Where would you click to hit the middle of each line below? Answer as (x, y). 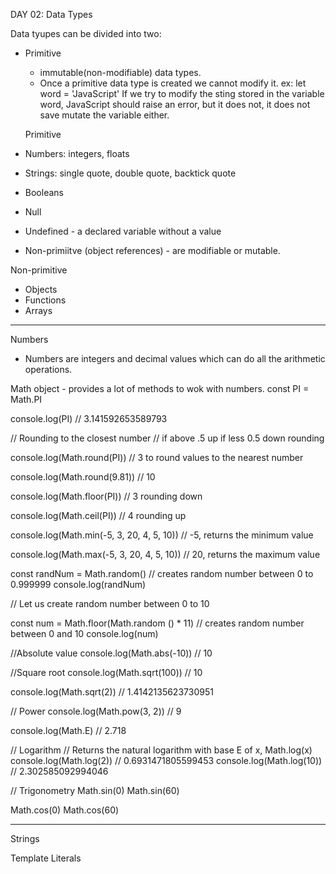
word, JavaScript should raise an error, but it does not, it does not (175, 104)
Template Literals (46, 858)
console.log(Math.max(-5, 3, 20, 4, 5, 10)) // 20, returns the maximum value (165, 554)
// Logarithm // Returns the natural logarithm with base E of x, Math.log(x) (161, 750)
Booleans (44, 192)
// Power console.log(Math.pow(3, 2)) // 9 (96, 711)
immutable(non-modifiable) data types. (120, 72)
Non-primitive (39, 270)
